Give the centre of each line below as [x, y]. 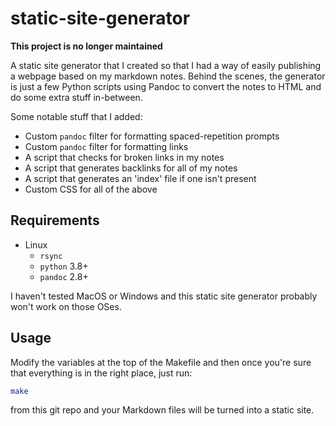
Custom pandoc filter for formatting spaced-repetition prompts [152, 136]
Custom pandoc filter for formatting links [106, 146]
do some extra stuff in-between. [76, 97]
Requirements [55, 220]
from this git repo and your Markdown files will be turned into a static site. [162, 410]
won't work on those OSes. [66, 306]
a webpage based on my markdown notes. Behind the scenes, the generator [168, 76]
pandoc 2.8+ [64, 276]
